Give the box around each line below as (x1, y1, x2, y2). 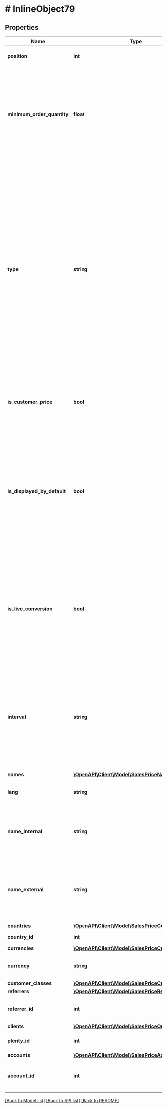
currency (7, 962, 30, 969)
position (7, 53, 28, 59)
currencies (7, 945, 34, 952)
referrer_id (7, 1005, 34, 1012)
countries (7, 922, 31, 929)
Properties (5, 23, 39, 32)
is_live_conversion (7, 605, 53, 612)
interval (7, 713, 26, 720)
